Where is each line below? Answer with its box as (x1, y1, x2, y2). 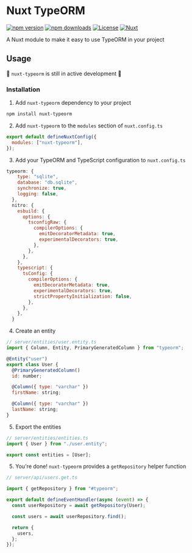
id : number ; (12, 373, 43, 379)
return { (12, 524, 34, 530)
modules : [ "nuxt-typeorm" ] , (12, 139, 84, 146)
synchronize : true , (17, 185, 67, 192)
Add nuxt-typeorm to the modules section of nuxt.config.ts (15, 122, 163, 129)
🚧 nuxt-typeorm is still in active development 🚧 (6, 70, 122, 77)
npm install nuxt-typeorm (6, 111, 72, 117)
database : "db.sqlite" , (17, 179, 78, 186)
